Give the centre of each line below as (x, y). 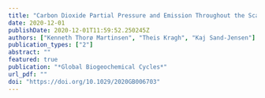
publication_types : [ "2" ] (50, 45)
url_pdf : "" (28, 74)
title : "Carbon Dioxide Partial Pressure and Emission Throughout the (127, 15)
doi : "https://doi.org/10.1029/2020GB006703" (84, 81)
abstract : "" (30, 52)
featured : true (33, 60)
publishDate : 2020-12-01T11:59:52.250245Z (79, 30)
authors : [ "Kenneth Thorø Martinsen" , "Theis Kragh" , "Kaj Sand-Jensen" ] (132, 38)
